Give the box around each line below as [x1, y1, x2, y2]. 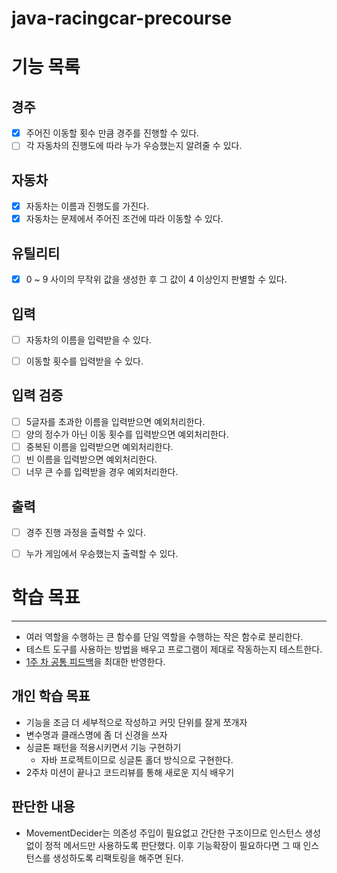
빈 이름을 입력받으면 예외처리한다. [25, 453, 158, 466]
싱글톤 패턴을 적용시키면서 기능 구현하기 [25, 741, 182, 753]
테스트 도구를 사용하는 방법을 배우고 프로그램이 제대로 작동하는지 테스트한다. [25, 643, 323, 656]
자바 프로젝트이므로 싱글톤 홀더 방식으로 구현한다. [40, 753, 234, 766]
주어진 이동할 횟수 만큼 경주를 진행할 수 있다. [25, 127, 200, 139]
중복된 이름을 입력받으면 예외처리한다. [25, 441, 174, 452]
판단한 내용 [11, 798, 76, 816]
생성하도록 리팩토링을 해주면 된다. [52, 852, 184, 864]
